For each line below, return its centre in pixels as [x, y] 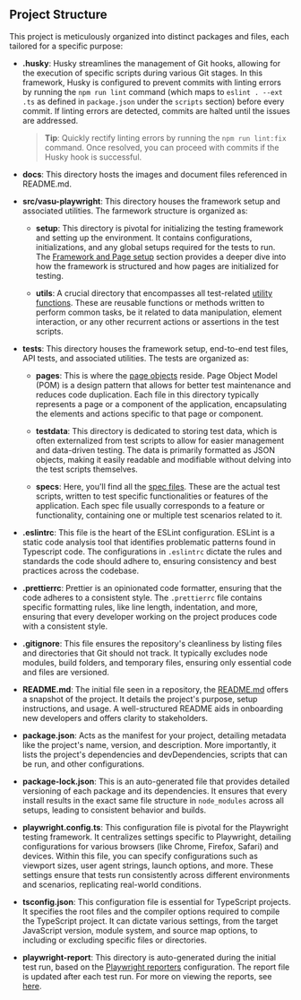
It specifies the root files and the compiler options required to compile [151, 911]
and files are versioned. [66, 672]
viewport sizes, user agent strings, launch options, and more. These [148, 865]
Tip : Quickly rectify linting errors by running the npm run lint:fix [165, 137]
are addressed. [50, 120]
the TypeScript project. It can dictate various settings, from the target [150, 921]
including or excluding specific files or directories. [115, 940]
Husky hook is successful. [93, 157]
